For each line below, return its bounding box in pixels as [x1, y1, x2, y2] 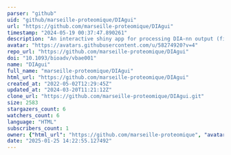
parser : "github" [7, 10, 57, 17]
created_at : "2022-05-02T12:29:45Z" [7, 80, 112, 87]
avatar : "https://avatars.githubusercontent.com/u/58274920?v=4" [7, 42, 198, 49]
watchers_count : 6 [7, 112, 60, 119]
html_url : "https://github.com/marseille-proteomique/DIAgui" [7, 73, 189, 81]
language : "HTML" [7, 118, 57, 126]
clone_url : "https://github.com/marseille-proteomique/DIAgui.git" [7, 93, 205, 100]
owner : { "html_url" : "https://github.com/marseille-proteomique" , [7, 131, 201, 138]
